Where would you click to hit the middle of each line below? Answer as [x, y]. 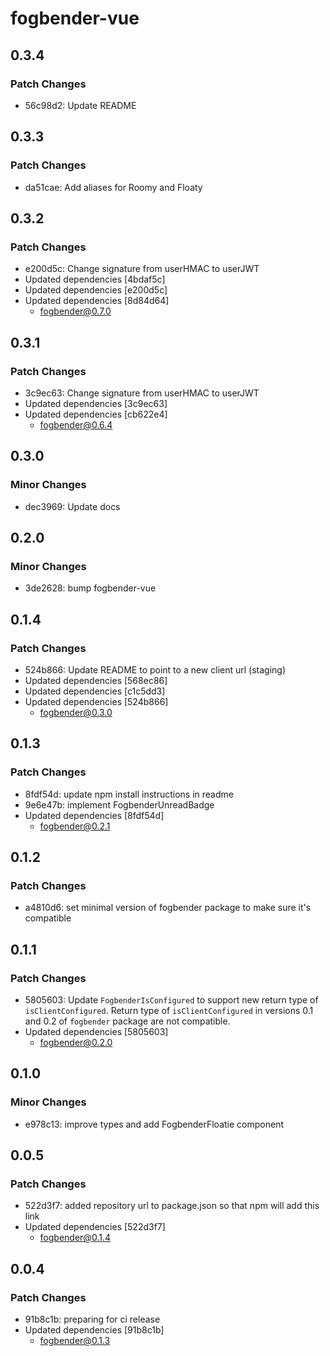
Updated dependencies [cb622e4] [96, 414]
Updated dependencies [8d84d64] [97, 301]
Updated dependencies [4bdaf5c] [95, 279]
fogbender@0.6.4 [76, 424]
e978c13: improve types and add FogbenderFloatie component [154, 1124]
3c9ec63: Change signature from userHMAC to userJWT [142, 393]
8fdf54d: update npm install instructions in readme [129, 794]
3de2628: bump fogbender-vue [90, 588]
